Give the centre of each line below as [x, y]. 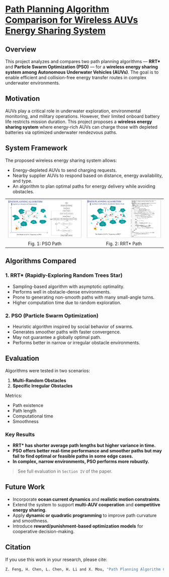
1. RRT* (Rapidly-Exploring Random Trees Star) [64, 275]
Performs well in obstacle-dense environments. [62, 292]
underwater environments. [33, 83]
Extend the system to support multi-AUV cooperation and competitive [86, 504]
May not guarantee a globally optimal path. [57, 337]
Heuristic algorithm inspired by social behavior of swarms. [73, 326]
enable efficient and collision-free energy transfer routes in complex [76, 77]
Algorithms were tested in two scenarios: [48, 370]
